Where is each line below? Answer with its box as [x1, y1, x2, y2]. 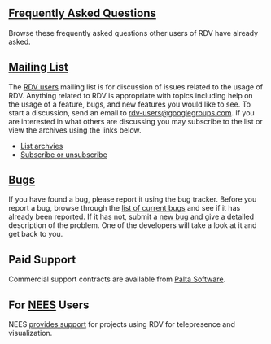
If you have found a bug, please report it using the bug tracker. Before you [8, 194, 257, 204]
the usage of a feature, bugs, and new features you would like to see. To [8, 99, 251, 109]
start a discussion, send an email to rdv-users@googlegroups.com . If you [8, 107, 255, 117]
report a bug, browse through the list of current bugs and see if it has [8, 203, 241, 213]
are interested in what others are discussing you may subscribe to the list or [8, 116, 263, 126]
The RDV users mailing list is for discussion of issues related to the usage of [8, 81, 263, 92]
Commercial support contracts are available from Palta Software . [8, 274, 226, 284]
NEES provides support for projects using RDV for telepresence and [8, 320, 236, 329]
